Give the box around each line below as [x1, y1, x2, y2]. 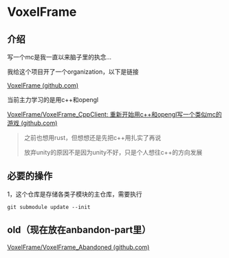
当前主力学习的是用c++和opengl [7, 96, 98, 103]
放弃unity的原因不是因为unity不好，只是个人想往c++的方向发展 [23, 148, 203, 156]
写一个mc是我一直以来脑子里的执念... [7, 53, 112, 61]
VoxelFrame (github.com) [7, 81, 79, 90]
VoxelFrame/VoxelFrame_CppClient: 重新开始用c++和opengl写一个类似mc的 [7, 110, 222, 118]
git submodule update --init [7, 204, 91, 210]
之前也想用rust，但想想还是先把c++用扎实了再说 [23, 134, 162, 141]
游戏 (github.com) [7, 119, 58, 127]
